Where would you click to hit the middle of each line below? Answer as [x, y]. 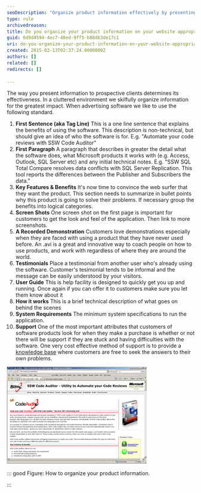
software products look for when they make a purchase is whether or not [105, 333]
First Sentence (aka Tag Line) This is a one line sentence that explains [102, 124]
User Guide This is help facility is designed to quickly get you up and [100, 282]
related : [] [21, 63]
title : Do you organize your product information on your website [91, 32]
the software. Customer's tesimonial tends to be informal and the [95, 270]
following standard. [30, 112]
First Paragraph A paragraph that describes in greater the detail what [101, 149]
